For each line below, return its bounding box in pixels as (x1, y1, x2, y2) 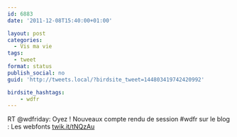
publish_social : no (7, 69, 65, 77)
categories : (7, 36, 43, 43)
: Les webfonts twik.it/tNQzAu (7, 122, 95, 131)
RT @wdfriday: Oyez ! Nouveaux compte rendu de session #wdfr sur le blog (7, 115, 231, 124)
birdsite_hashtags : (7, 89, 65, 96)
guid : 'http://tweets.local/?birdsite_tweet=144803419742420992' (7, 76, 204, 83)
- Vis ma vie (13, 43, 53, 50)
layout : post (7, 30, 46, 37)
